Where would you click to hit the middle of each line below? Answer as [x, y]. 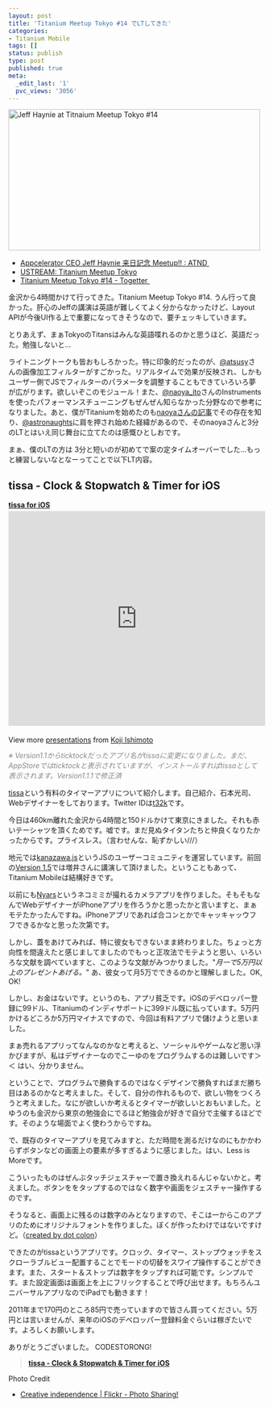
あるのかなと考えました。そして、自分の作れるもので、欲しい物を [131, 1093]
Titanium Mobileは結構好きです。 [63, 878]
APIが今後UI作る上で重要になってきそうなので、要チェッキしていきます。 [130, 317]
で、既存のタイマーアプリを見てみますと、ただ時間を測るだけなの [118, 1140]
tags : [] [23, 46]
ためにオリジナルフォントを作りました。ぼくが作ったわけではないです [139, 1225]
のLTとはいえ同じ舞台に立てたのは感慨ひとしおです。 [97, 432]
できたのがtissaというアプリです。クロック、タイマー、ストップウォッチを [132, 1252]
